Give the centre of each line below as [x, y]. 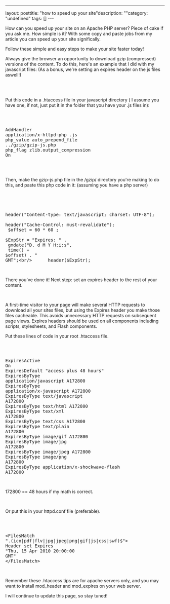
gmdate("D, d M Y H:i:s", [40, 245]
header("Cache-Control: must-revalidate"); [60, 225]
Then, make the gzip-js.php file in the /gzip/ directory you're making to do [82, 180]
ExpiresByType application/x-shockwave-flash [63, 467]
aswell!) [13, 75]
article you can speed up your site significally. [53, 39]
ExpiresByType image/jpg [36, 442]
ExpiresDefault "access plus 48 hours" [55, 371]
